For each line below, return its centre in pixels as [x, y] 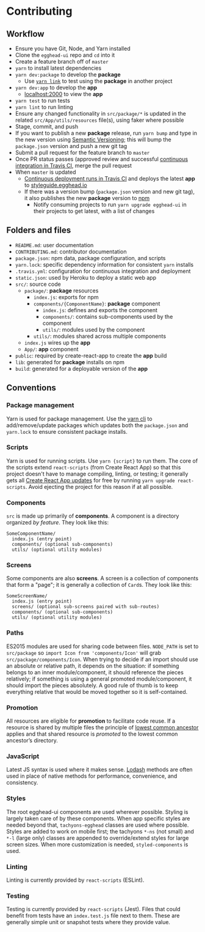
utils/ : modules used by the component [94, 329]
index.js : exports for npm [66, 297]
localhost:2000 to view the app [63, 94]
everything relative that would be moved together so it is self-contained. [97, 692]
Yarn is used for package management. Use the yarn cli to [79, 419]
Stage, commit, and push [47, 126]
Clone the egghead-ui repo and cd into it [65, 55]
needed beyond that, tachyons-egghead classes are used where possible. [98, 825]
